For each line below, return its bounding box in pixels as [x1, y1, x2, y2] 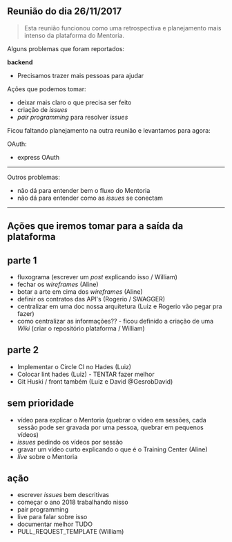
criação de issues [17, 105, 68, 113]
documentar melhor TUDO [17, 520, 93, 528]
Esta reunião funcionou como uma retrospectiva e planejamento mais [23, 24, 222, 32]
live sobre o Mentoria [17, 452, 78, 460]
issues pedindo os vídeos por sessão [17, 438, 123, 446]
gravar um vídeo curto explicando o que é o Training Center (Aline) [17, 445, 209, 454]
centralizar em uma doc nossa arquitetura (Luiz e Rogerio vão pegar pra [17, 302, 222, 310]
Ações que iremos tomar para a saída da [7, 221, 184, 232]
